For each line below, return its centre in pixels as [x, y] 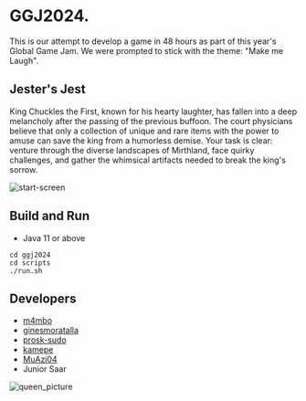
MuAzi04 [40, 359]
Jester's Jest [48, 89]
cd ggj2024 [30, 255]
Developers [43, 298]
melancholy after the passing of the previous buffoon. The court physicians [151, 121]
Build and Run [49, 216]
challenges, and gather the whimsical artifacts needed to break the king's [148, 160]
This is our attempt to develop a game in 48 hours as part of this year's [143, 41]
